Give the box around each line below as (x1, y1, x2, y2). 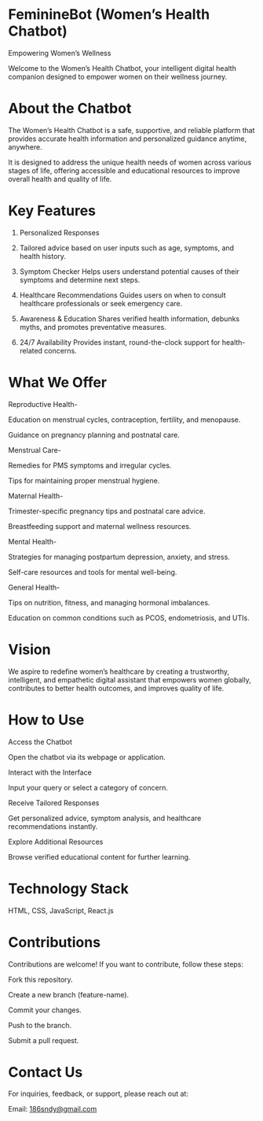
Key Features (8, 202, 97, 220)
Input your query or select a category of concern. (8, 782, 169, 792)
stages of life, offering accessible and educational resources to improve (8, 165, 241, 175)
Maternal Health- (8, 490, 64, 501)
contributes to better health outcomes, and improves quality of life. (8, 683, 225, 693)
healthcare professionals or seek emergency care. (19, 298, 183, 308)
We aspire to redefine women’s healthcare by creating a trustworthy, (8, 667, 230, 676)
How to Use (8, 711, 85, 729)
